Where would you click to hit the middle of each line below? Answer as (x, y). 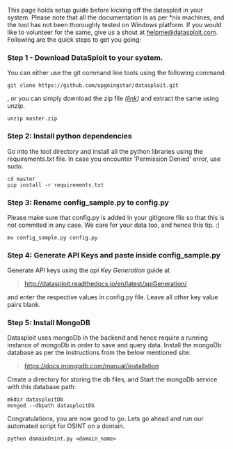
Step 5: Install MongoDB (49, 323)
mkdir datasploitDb (35, 400)
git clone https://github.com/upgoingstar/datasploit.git (93, 86)
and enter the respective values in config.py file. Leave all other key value (113, 297)
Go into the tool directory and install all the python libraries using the (105, 151)
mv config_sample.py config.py (53, 237)
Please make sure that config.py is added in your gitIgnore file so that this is (116, 217)
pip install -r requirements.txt (56, 185)
